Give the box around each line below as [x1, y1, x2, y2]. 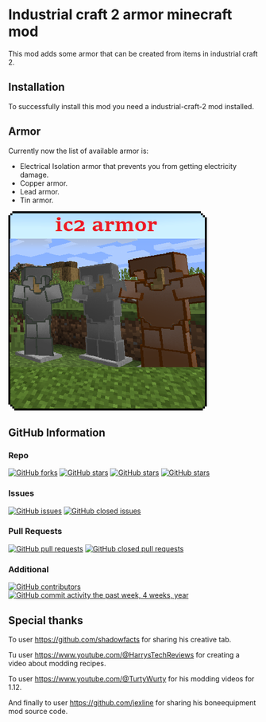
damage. [19, 170, 49, 179]
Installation [8, 80, 65, 94]
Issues [8, 488, 35, 499]
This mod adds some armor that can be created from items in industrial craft [8, 49, 258, 58]
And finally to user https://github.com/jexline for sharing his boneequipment [8, 697, 256, 707]
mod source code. [8, 706, 68, 716]
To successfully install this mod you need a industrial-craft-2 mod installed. [8, 101, 254, 111]
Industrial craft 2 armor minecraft [8, 6, 233, 24]
